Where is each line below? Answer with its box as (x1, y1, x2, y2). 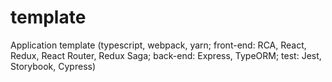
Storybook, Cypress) (10, 60, 97, 72)
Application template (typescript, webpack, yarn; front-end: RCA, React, (10, 39, 307, 51)
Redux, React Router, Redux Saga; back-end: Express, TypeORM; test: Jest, (10, 49, 322, 61)
